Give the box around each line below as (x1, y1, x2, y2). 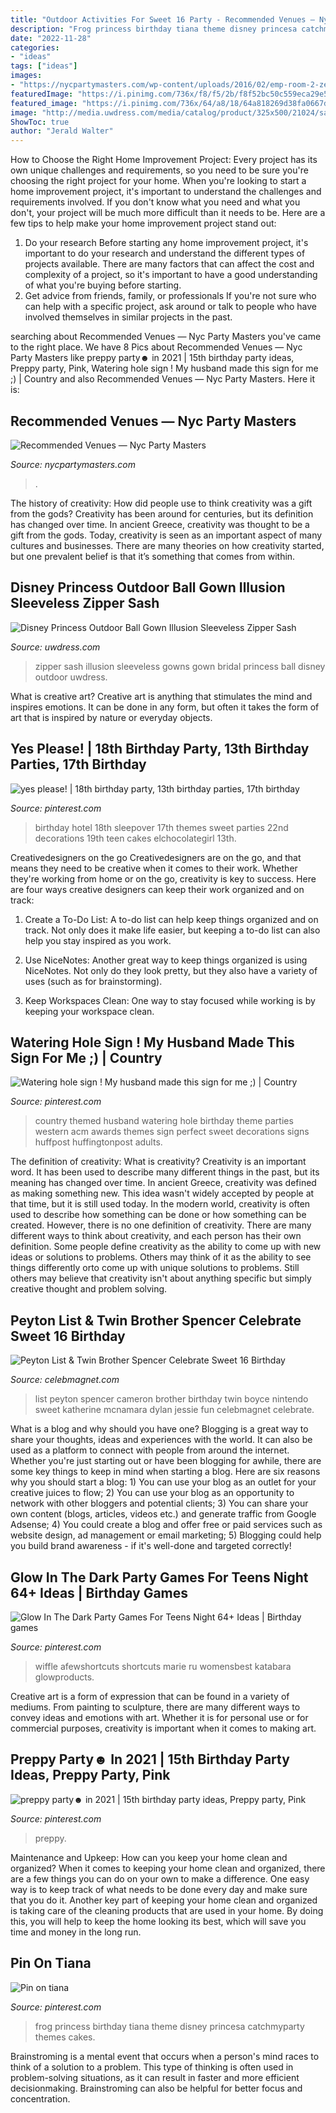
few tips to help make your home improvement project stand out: (10, 217, 277, 230)
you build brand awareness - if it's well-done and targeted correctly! (10, 1540, 292, 1552)
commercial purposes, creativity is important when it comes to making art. (10, 1722, 317, 1734)
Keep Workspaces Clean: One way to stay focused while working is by (24, 994, 316, 1006)
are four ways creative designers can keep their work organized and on (10, 883, 305, 895)
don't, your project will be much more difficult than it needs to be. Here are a (10, 207, 326, 219)
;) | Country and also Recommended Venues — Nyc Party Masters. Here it (10, 373, 316, 385)
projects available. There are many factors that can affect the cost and (24, 258, 315, 270)
